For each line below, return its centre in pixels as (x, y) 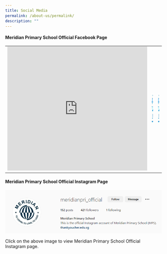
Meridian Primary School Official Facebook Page (56, 37)
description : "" (22, 21)
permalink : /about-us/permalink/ (40, 16)
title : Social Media (27, 10)
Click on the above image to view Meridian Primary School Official (73, 241)
